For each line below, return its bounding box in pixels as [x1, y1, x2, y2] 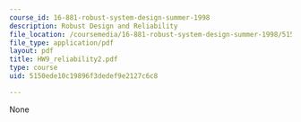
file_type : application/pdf [9, 38, 115, 48]
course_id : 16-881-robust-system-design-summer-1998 [9, 13, 211, 22]
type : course [9, 64, 58, 73]
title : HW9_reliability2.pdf [9, 55, 118, 64]
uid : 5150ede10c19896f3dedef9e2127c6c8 [9, 72, 159, 81]
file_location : [9, 30, 66, 39]
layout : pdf [9, 47, 54, 56]
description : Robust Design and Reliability [9, 22, 178, 30]
